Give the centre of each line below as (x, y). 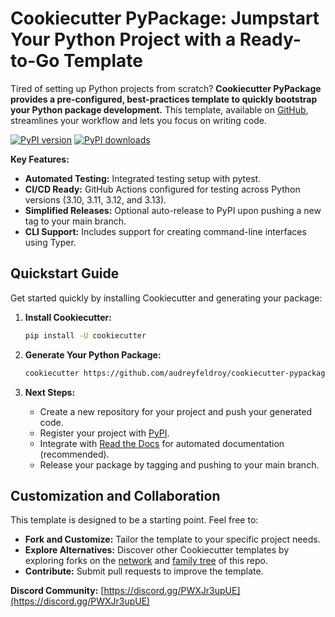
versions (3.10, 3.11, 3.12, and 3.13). (95, 199)
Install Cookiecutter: (68, 317)
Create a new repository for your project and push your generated (176, 411)
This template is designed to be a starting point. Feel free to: (134, 520)
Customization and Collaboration (115, 495)
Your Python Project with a (123, 39)
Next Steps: (50, 392)
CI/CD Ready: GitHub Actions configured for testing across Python (162, 189)
